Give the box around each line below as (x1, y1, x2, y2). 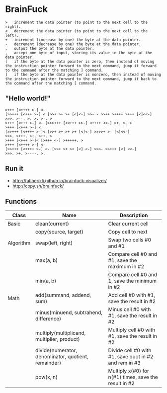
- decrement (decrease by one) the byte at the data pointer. (5, 41, 141, 47)
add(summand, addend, (35, 292, 91, 299)
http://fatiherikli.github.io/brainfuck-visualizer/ (12, 177, 107, 183)
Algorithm (7, 239, 31, 246)
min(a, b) (35, 277, 57, 284)
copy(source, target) (35, 229, 83, 236)
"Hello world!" (5, 94, 51, 103)
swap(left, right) (35, 239, 73, 246)
